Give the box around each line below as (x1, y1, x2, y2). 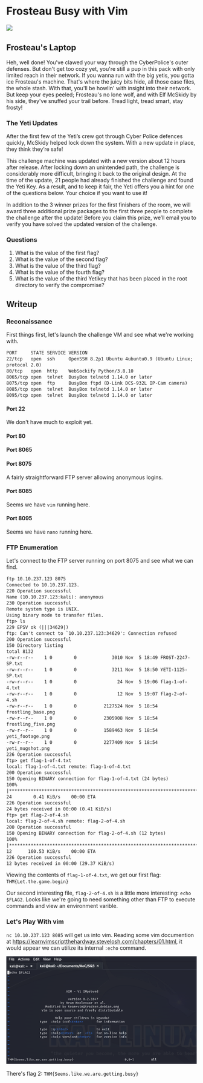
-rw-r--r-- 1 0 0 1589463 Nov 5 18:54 (6, 727, 158, 734)
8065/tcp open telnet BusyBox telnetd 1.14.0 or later (6, 374, 153, 380)
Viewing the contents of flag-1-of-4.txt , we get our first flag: (6, 871, 161, 879)
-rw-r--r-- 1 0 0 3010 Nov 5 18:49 (6, 655, 158, 661)
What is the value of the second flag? (14, 256, 108, 263)
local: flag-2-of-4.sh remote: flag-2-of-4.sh (6, 818, 126, 824)
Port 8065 (6, 446, 33, 454)
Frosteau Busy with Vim (6, 4, 128, 18)
